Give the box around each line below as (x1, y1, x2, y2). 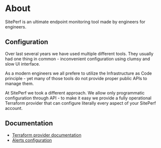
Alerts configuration (12, 137, 52, 143)
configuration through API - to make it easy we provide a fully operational (5, 95, 152, 101)
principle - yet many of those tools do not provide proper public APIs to (5, 75, 147, 81)
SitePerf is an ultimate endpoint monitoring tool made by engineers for (5, 19, 145, 25)
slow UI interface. (5, 61, 40, 67)
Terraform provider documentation (12, 132, 81, 138)
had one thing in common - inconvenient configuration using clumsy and (5, 56, 150, 62)
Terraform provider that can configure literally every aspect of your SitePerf (5, 100, 156, 106)
